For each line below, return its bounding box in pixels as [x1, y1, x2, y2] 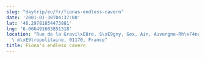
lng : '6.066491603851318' [6, 25, 72, 32]
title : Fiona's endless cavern [6, 43, 86, 49]
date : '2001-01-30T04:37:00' [6, 14, 81, 21]
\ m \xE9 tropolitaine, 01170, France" [12, 37, 108, 43]
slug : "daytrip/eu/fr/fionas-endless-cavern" [6, 8, 124, 15]
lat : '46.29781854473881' [6, 20, 72, 26]
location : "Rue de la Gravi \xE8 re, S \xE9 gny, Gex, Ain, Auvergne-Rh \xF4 [6, 31, 195, 37]
